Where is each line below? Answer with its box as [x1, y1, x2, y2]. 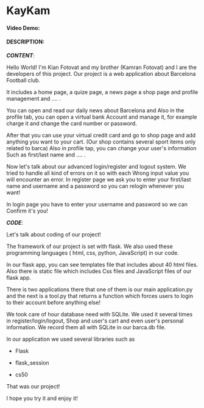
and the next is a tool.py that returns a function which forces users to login [6, 292, 194, 299]
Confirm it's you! [6, 207, 48, 214]
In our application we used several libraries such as [6, 335, 135, 343]
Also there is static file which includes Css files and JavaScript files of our [6, 267, 192, 275]
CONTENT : [6, 51, 35, 59]
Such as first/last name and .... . [6, 151, 86, 158]
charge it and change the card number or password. [6, 120, 137, 127]
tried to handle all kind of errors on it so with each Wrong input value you [6, 169, 189, 177]
